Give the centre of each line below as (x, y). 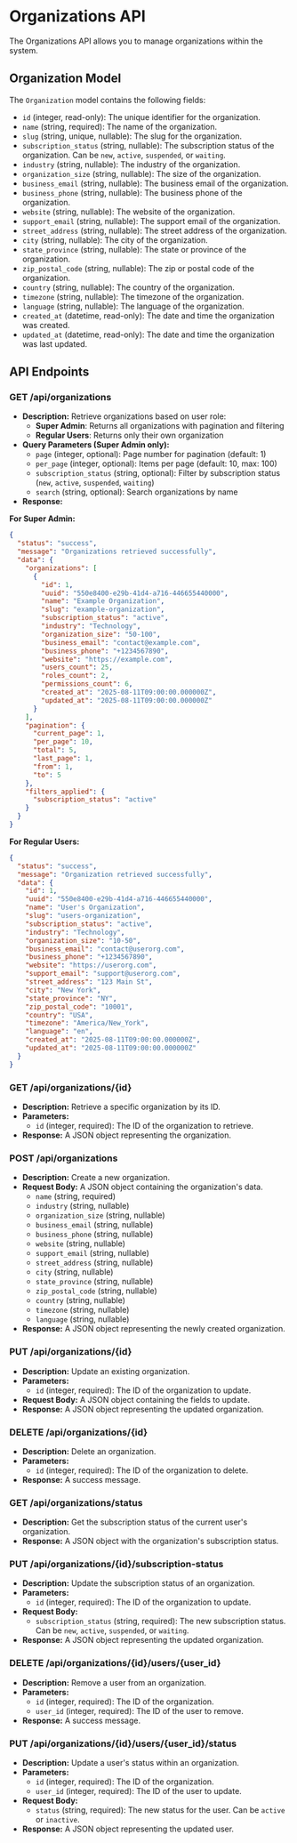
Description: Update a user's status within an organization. (131, 1763)
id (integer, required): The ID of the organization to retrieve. (144, 1125)
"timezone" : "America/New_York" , (87, 1023)
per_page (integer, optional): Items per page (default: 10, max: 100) (156, 463)
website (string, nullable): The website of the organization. (128, 212)
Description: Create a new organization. (96, 1178)
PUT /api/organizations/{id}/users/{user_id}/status (123, 1743)
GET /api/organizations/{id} (71, 1087)
